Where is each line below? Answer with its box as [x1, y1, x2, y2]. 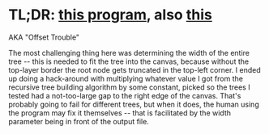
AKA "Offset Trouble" [8, 32, 79, 42]
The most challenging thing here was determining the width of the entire [8, 48, 250, 57]
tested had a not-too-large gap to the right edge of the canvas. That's [8, 90, 241, 100]
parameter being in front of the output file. [8, 116, 150, 126]
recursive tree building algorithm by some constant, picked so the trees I [8, 82, 250, 92]
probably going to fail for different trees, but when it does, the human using [8, 99, 259, 109]
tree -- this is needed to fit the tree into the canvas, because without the [8, 57, 250, 66]
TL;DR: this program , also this [8, 6, 212, 24]
